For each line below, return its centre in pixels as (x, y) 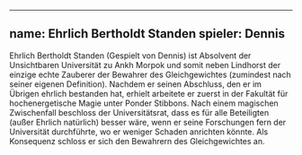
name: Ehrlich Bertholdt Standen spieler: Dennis (147, 34)
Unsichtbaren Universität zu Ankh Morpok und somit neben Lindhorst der (145, 65)
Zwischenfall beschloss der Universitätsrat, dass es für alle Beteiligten (139, 112)
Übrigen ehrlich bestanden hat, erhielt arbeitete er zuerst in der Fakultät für (149, 93)
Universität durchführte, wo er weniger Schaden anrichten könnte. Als (139, 132)
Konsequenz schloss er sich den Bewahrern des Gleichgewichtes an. (137, 141)
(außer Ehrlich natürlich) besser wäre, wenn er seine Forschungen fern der (148, 122)
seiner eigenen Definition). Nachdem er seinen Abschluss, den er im (136, 84)
